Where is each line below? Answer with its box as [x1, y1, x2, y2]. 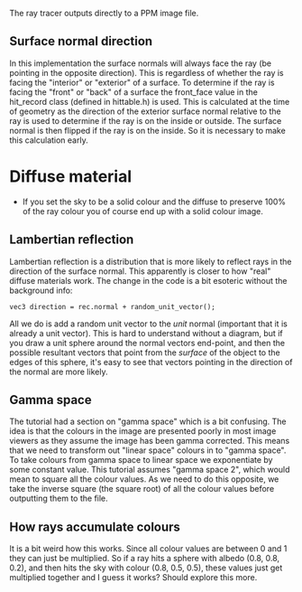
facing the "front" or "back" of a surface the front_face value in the [9, 86, 259, 98]
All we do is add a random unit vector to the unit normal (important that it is [9, 318, 288, 329]
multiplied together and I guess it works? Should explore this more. [9, 572, 258, 583]
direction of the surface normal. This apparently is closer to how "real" [9, 266, 271, 277]
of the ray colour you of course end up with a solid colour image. [22, 205, 264, 216]
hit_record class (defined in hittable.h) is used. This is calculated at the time [9, 96, 290, 107]
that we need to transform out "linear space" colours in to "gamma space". [9, 445, 287, 456]
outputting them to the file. [9, 493, 108, 504]
